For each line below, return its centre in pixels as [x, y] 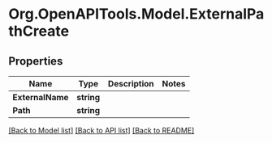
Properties [36, 61]
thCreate [39, 31]
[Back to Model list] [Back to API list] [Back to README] [101, 130]
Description [131, 84]
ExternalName [41, 97]
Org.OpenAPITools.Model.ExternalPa [136, 14]
